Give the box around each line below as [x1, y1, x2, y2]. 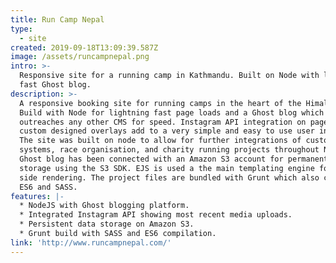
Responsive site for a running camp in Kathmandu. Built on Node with [19, 71, 320, 81]
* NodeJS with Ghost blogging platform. [19, 201, 190, 211]
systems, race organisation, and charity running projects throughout [19, 145, 320, 155]
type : [10, 24, 33, 34]
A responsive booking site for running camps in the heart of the [19, 98, 302, 108]
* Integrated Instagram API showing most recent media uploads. [19, 210, 293, 220]
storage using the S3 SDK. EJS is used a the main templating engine [19, 163, 315, 173]
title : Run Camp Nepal [10, 14, 105, 25]
